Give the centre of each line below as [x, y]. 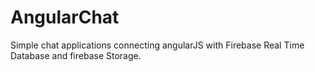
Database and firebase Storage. [76, 55]
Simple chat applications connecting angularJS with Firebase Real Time [157, 45]
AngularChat [65, 17]
